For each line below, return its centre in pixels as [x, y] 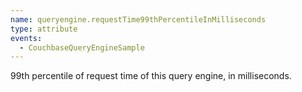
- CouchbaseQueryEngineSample [82, 47]
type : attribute [44, 29]
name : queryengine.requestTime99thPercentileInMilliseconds [138, 19]
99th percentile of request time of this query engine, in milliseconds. [151, 76]
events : [26, 38]
